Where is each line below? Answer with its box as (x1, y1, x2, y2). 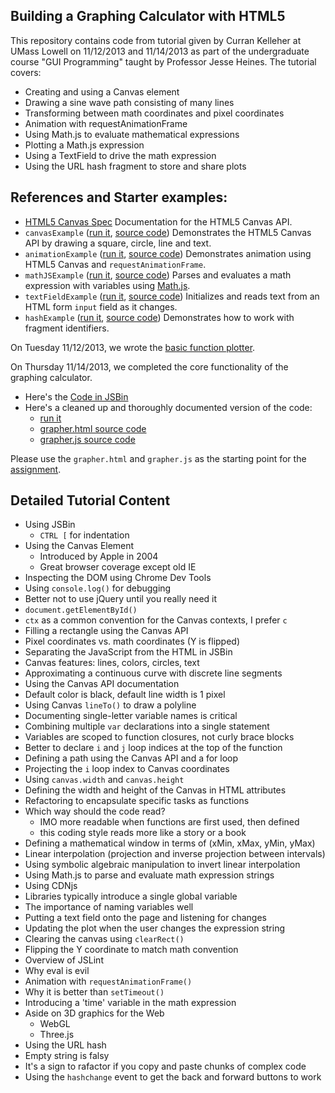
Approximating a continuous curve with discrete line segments (24, 667, 283, 679)
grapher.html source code (39, 422, 147, 434)
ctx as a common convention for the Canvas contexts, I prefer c (24, 614, 288, 626)
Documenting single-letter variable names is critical (24, 710, 238, 722)
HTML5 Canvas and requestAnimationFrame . (24, 258, 207, 270)
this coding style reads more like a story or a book (39, 827, 247, 839)
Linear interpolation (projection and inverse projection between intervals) (24, 848, 326, 860)
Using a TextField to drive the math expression (24, 149, 217, 161)
